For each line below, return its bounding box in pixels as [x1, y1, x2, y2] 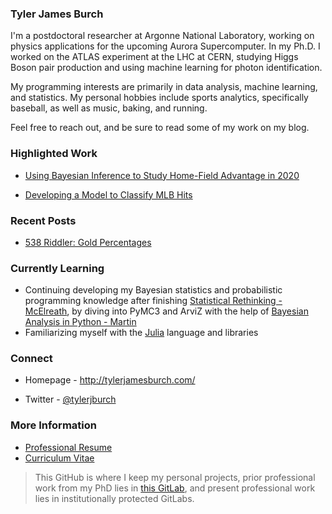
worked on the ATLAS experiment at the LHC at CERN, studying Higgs [10, 51, 299, 63]
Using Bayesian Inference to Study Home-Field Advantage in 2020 [24, 169, 300, 181]
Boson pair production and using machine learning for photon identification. [10, 62, 323, 74]
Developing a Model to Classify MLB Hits [24, 188, 193, 201]
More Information [10, 418, 97, 432]
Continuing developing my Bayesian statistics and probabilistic [24, 284, 283, 296]
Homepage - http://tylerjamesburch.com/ [24, 374, 196, 386]
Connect [10, 352, 53, 366]
